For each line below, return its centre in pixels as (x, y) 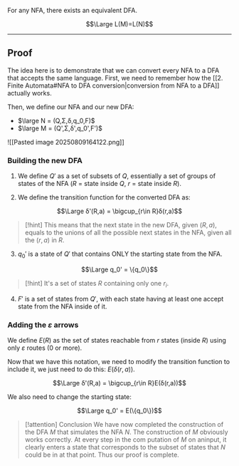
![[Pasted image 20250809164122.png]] (66, 142)
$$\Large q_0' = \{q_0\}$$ (119, 269)
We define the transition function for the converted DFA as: (104, 197)
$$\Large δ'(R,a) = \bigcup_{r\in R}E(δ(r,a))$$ (119, 383)
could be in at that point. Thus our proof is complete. (102, 455)
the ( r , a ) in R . (44, 240)
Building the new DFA (45, 160)
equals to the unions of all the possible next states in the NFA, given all (128, 233)
